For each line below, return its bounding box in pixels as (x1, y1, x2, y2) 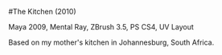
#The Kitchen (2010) (8, 7, 76, 16)
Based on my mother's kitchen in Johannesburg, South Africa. (8, 37, 215, 47)
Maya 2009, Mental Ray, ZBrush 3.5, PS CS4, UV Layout (8, 22, 195, 31)
